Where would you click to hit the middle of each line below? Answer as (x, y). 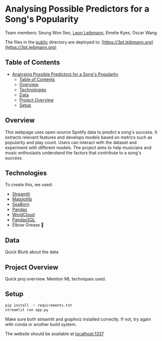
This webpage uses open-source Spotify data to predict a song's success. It (81, 132)
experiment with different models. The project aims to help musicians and (78, 147)
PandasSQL (24, 220)
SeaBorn (21, 204)
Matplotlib (22, 199)
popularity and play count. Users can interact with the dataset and (71, 142)
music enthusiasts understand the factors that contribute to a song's (73, 153)
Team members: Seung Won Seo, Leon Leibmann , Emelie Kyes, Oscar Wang (81, 32)
